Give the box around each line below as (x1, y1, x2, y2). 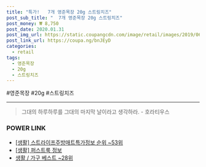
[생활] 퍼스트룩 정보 (15, 146, 63, 153)
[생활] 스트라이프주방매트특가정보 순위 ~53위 (15, 139, 123, 146)
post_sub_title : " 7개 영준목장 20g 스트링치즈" (6, 15, 123, 21)
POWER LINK (6, 124, 46, 133)
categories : (6, 44, 37, 50)
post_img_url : (6, 32, 43, 38)
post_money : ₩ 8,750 (6, 20, 59, 26)
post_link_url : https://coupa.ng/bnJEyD (6, 37, 112, 44)
